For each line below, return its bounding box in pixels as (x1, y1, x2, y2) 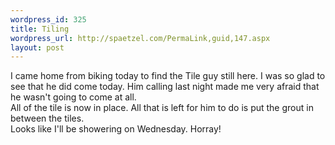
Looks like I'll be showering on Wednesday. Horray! (10, 123, 222, 135)
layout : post (10, 42, 65, 53)
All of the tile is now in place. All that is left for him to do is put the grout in (10, 102, 314, 114)
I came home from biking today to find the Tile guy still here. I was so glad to (10, 70, 326, 82)
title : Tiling (10, 24, 70, 34)
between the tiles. (10, 112, 85, 125)
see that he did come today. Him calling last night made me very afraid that (10, 81, 320, 93)
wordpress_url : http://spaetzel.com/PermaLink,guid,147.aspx (10, 33, 271, 43)
